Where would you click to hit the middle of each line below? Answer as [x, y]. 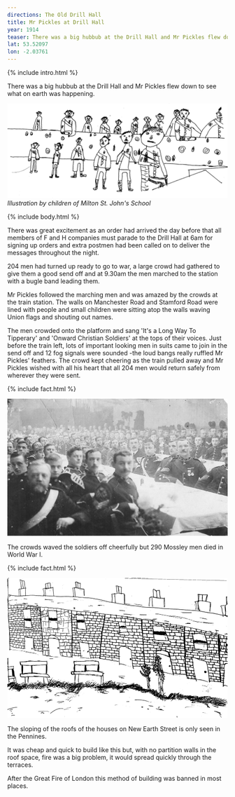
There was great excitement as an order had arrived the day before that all [114, 230]
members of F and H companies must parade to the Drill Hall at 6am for [110, 238]
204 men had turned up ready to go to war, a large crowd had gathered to [114, 266]
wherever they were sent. [44, 375]
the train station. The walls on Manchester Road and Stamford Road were [113, 302]
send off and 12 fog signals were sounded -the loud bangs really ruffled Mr [115, 353]
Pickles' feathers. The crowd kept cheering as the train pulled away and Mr [115, 360]
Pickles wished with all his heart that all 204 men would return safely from [114, 367]
